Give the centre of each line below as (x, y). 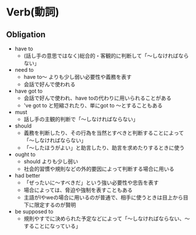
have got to (29, 91)
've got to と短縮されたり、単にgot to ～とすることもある (93, 105)
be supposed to (34, 212)
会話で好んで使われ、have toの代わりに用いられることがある (97, 98)
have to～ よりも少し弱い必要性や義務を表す (78, 77)
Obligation (26, 34)
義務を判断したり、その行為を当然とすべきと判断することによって (104, 133)
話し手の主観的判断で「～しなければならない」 (81, 119)
